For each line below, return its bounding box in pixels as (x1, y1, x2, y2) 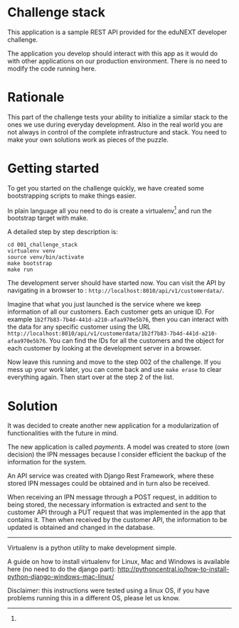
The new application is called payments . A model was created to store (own (7, 442, 230, 452)
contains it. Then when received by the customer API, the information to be (7, 516, 228, 524)
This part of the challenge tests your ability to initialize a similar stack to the (7, 112, 228, 121)
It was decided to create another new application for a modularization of (7, 421, 219, 430)
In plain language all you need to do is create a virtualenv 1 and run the (7, 205, 212, 215)
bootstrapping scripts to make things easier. (7, 191, 137, 200)
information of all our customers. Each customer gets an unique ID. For (7, 307, 215, 316)
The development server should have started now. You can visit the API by (7, 279, 225, 287)
